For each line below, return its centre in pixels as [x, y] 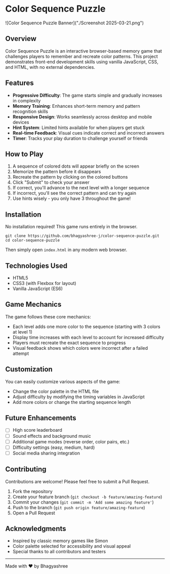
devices [21, 122]
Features [19, 83]
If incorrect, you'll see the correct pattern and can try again [74, 193]
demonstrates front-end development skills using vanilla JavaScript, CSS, [82, 62]
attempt [21, 353]
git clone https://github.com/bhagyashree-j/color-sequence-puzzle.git [82, 236]
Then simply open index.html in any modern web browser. [66, 250]
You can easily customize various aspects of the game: [63, 381]
